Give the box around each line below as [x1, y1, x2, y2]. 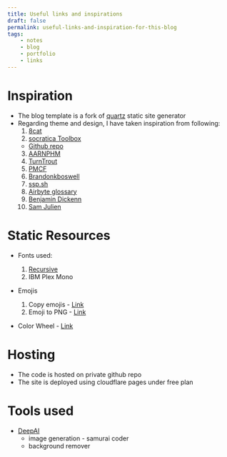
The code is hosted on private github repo [17, 370, 142, 378]
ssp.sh [28, 179, 49, 188]
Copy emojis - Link [28, 300, 84, 308]
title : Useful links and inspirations [7, 10, 123, 18]
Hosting [7, 346, 56, 363]
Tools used [7, 403, 74, 418]
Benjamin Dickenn [28, 194, 82, 204]
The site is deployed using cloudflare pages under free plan [17, 378, 194, 386]
